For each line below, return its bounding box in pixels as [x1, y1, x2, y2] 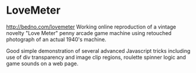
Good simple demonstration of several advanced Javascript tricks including [6, 47, 191, 54]
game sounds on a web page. [6, 60, 79, 67]
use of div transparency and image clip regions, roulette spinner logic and [6, 53, 187, 61]
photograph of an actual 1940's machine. [6, 36, 107, 43]
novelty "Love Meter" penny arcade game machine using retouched [6, 29, 172, 36]
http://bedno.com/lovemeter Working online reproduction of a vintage [6, 23, 176, 30]
